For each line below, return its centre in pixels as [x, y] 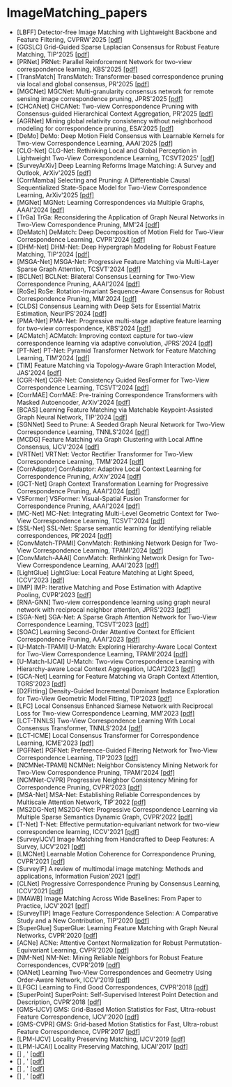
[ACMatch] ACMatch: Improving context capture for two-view [105, 335]
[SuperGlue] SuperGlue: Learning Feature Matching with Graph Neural [117, 927]
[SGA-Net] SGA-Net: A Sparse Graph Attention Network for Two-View [117, 617]
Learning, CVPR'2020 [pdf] [90, 950]
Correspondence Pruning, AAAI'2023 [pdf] [78, 639]
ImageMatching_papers [77, 13]
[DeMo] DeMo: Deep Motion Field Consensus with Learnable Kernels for [121, 136]
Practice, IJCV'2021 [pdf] [53, 905]
